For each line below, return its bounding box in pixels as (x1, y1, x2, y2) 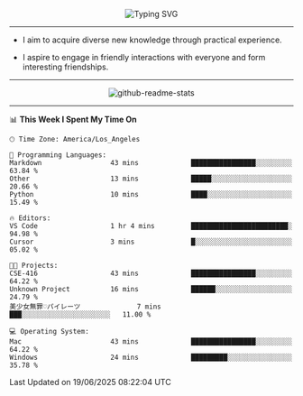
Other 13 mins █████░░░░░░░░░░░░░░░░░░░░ (9, 174, 293, 183)
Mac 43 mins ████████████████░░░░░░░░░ (9, 337, 293, 346)
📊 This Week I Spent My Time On (9, 114, 137, 124)
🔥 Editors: (9, 214, 51, 223)
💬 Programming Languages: (9, 151, 106, 160)
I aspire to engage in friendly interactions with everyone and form (22, 52, 266, 62)
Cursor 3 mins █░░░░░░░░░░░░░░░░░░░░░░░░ (9, 237, 293, 246)
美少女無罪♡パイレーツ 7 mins (9, 302, 162, 311)
